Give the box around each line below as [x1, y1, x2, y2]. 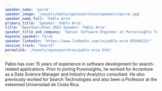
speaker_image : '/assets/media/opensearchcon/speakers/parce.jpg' [5, 12, 141, 16]
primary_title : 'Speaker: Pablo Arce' [5, 20, 83, 26]
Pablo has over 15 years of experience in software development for [5, 61, 138, 67]
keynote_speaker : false [5, 34, 53, 39]
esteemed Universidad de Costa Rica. [5, 81, 80, 87]
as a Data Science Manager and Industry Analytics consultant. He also [5, 71, 145, 77]
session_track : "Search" [5, 43, 55, 48]
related [5, 66, 19, 72]
